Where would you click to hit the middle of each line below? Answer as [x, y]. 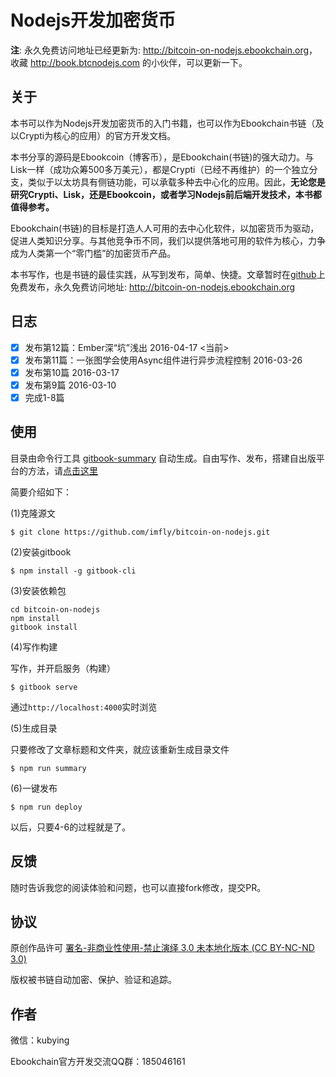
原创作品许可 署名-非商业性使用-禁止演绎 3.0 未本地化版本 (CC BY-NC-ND [162, 948]
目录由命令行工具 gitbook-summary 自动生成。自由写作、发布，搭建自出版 [163, 458]
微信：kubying [40, 1040]
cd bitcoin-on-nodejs [55, 609]
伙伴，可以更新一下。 [203, 62]
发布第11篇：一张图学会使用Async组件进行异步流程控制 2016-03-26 [163, 360]
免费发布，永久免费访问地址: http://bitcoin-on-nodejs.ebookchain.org [153, 287]
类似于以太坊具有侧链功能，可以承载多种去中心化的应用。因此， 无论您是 [176, 182]
